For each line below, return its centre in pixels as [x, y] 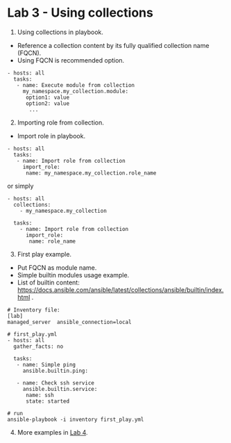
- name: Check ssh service [55, 383]
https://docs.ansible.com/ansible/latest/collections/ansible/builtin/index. [120, 289]
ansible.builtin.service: [60, 389]
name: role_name [52, 241]
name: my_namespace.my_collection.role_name [91, 173]
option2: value [48, 103]
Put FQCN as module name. [57, 267]
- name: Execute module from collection [76, 85]
